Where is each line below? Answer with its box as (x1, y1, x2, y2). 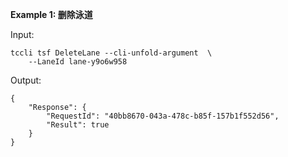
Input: (10, 29, 35, 40)
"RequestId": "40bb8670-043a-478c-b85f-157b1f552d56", (46, 111, 280, 121)
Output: (10, 74, 42, 86)
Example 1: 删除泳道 (10, 9, 93, 20)
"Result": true (46, 120, 110, 130)
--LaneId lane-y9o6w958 (28, 57, 128, 67)
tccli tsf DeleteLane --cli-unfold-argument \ (10, 48, 213, 58)
